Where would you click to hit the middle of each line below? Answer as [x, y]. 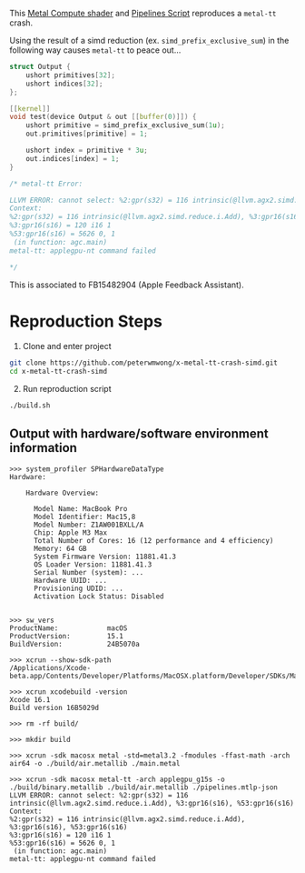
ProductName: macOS [69, 628]
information [43, 448]
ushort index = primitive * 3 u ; [87, 150]
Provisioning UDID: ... [79, 588]
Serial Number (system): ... [89, 572]
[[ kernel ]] [30, 108]
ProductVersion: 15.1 [67, 636]
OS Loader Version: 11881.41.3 [93, 564]
